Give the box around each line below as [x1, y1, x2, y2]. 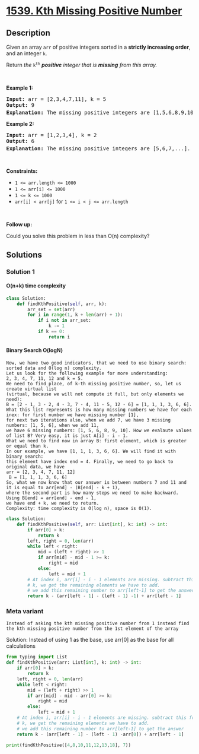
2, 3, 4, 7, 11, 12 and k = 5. [6, 376, 84, 382]
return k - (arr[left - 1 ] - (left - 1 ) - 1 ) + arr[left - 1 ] [27, 593, 182, 599]
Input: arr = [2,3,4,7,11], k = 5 [6, 96, 107, 102]
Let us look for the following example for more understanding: [6, 370, 168, 376]
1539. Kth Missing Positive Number [6, 4, 182, 18]
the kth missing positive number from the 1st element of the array [6, 626, 179, 632]
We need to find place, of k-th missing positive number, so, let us [6, 381, 182, 387]
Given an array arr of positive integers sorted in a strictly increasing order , [6, 43, 191, 50]
